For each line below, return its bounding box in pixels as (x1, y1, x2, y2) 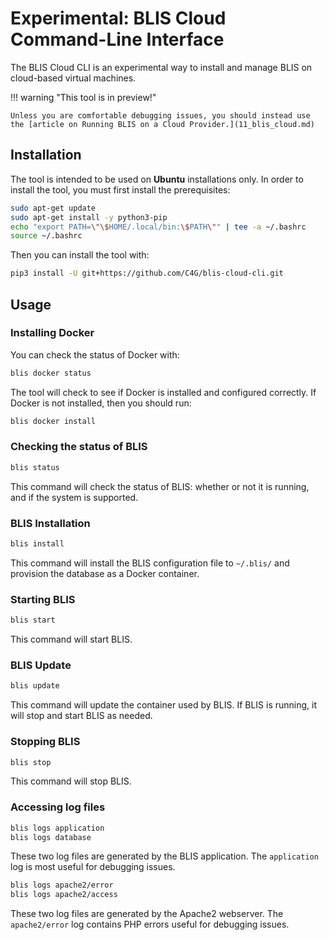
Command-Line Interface (10, 28, 225, 51)
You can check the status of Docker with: (10, 348, 180, 361)
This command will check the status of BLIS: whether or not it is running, (10, 480, 310, 492)
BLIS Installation (10, 516, 91, 530)
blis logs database (10, 832, 92, 842)
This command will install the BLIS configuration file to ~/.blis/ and (10, 557, 290, 569)
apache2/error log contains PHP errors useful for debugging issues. (10, 918, 290, 931)
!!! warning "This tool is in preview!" (10, 91, 157, 103)
